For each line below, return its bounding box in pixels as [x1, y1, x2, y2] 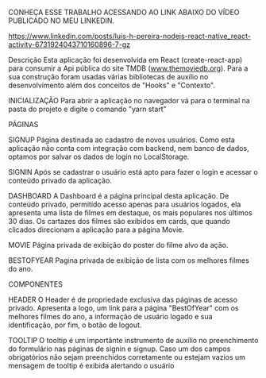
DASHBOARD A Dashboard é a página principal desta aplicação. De [8, 191, 229, 200]
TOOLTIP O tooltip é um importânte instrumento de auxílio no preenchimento [8, 336, 259, 345]
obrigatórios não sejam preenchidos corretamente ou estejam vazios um [8, 353, 246, 361]
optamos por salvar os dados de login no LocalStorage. [8, 152, 190, 161]
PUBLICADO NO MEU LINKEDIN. [8, 16, 115, 25]
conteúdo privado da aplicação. [8, 175, 113, 185]
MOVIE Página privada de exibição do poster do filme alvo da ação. [8, 241, 229, 249]
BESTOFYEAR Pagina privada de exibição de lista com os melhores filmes [8, 256, 250, 265]
